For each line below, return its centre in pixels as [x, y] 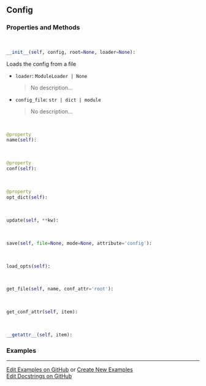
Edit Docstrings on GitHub [39, 376]
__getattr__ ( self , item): [39, 335]
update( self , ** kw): [33, 220]
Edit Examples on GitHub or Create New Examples [70, 369]
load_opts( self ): [29, 266]
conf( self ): [21, 169]
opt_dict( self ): [27, 197]
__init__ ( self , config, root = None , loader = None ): [71, 52]
